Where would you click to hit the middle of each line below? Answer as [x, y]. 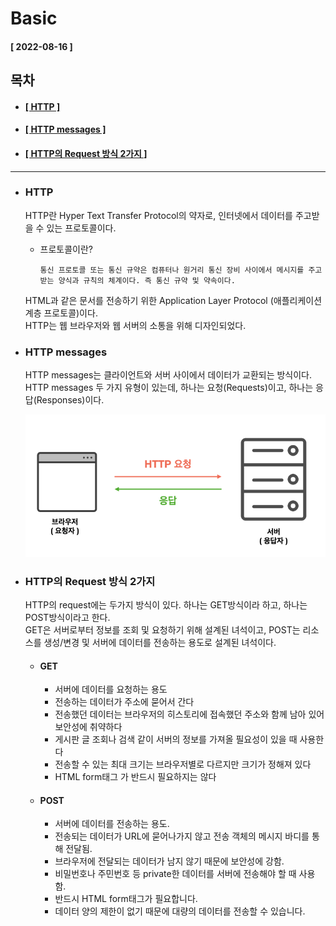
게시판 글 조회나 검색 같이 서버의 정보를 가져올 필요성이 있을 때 [176, 739]
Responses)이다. [70, 400]
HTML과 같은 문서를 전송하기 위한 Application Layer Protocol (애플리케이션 [173, 300]
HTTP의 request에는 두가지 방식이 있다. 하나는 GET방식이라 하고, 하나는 [166, 605]
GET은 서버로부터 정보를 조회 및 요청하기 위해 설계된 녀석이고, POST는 [162, 630]
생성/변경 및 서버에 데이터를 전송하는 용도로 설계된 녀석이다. [160, 643]
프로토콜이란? [66, 249]
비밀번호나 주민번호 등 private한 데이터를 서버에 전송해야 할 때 [175, 874]
